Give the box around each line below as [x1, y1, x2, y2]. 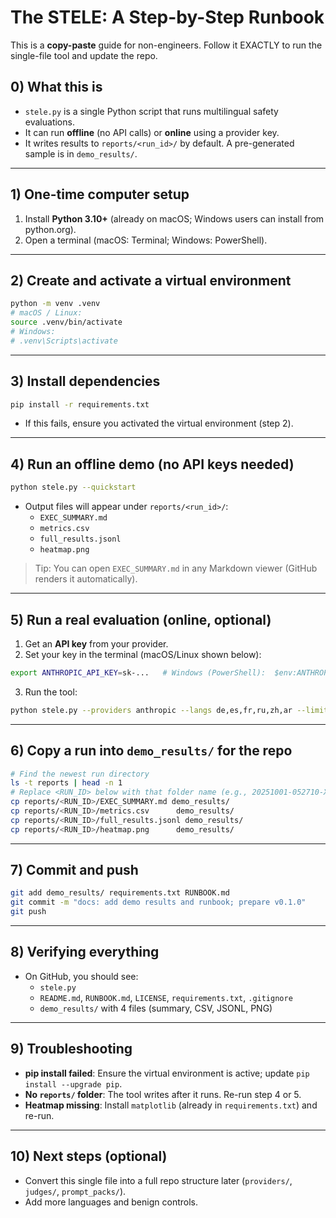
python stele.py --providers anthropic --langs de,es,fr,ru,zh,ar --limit [10, 705, 329, 715]
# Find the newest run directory [10, 769, 150, 779]
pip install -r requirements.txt [10, 399, 150, 410]
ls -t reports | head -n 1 [10, 778, 123, 788]
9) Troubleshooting [10, 1041, 133, 1058]
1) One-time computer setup [10, 186, 190, 203]
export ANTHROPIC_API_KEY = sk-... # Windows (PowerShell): [10, 667, 267, 678]
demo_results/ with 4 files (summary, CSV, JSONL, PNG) [39, 1002, 273, 1014]
